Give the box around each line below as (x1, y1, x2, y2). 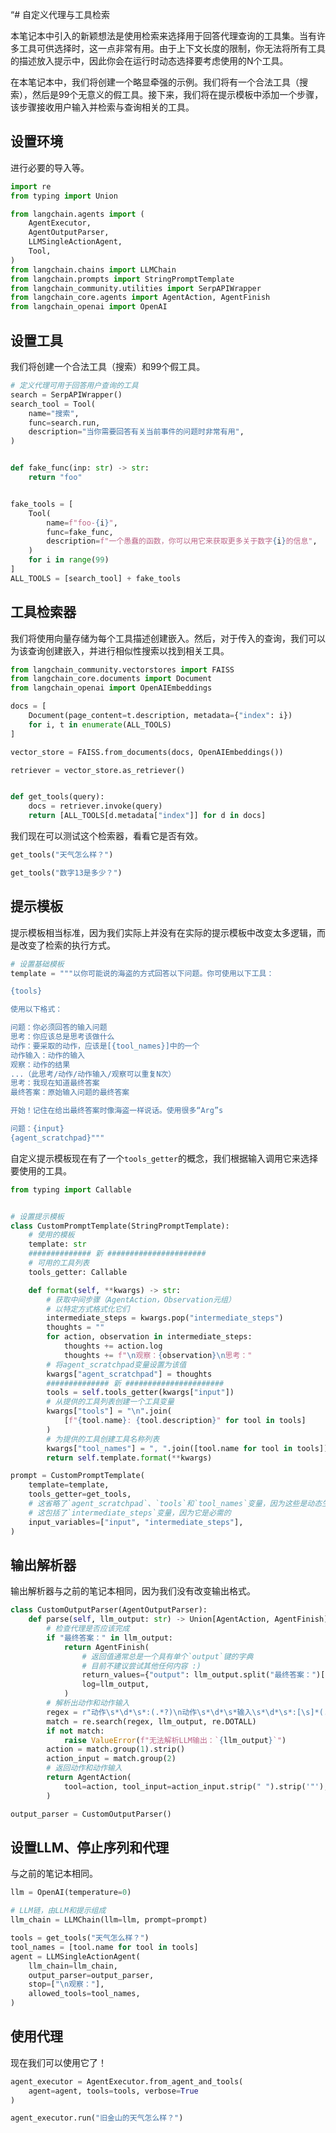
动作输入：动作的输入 (10, 1050, 85, 1060)
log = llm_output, (81, 1679, 150, 1690)
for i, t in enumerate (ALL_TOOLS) (28, 719, 172, 730)
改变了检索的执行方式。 (18, 939, 116, 951)
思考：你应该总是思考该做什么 (10, 1032, 115, 1042)
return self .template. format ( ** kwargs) (46, 1453, 213, 1463)
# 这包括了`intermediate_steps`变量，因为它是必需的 (28, 1508, 232, 1518)
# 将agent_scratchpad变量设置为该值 (46, 1359, 187, 1370)
